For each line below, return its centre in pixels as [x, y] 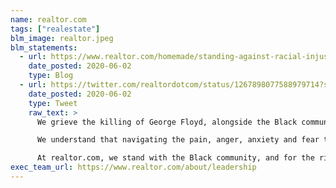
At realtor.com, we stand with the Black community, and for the [175, 158]
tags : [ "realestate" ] [55, 29]
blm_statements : [44, 47]
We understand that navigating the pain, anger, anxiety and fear [178, 140]
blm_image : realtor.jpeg [62, 38]
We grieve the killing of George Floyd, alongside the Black [167, 122]
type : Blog [51, 76]
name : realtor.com [48, 19]
